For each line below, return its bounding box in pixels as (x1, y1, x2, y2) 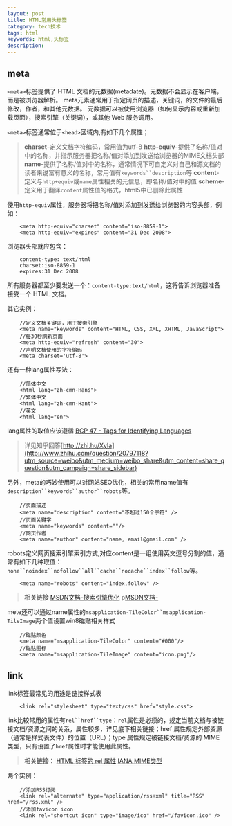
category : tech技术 (7, 23, 61, 30)
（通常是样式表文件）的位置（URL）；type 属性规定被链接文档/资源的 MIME (7, 733, 220, 742)
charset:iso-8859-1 (19, 262, 76, 269)
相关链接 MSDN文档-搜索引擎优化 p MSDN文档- (23, 593, 159, 601)
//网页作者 (19, 530, 47, 537)
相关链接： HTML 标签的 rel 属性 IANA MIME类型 (23, 756, 163, 765)
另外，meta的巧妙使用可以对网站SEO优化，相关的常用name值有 (7, 478, 188, 486)
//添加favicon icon (19, 806, 74, 813)
